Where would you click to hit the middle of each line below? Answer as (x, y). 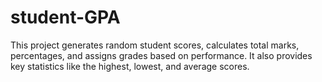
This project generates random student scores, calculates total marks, (155, 45)
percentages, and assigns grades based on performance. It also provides (161, 55)
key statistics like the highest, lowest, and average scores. (130, 66)
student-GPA (65, 17)
